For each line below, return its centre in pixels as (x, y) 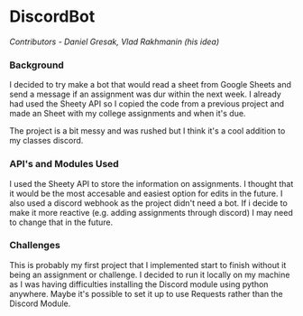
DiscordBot (52, 17)
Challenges (35, 246)
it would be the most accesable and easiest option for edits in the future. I (146, 193)
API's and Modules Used (64, 164)
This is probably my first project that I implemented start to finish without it (148, 265)
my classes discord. (46, 141)
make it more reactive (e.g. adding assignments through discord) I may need (151, 212)
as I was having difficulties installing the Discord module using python (139, 284)
